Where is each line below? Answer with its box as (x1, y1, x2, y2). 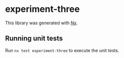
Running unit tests (5, 34, 63, 43)
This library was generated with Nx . (5, 20, 78, 26)
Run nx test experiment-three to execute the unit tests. (5, 47, 120, 53)
